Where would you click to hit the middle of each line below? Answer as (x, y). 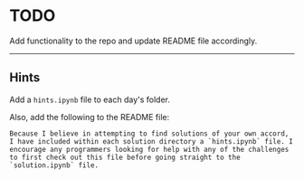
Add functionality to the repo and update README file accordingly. (133, 41)
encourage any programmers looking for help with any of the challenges (149, 149)
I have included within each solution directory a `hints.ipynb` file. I (152, 141)
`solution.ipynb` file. (54, 165)
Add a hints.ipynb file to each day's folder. (90, 99)
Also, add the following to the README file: (90, 117)
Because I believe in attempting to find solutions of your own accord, (149, 133)
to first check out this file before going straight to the (125, 157)
